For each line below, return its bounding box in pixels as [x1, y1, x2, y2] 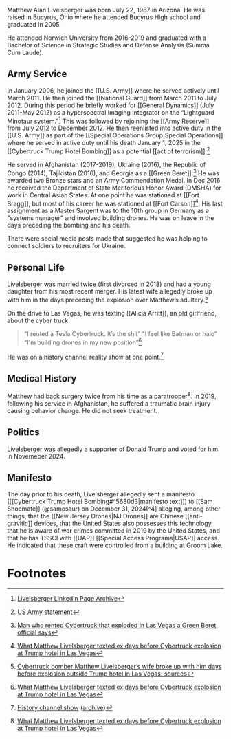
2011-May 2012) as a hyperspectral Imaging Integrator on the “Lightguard [7, 108, 214, 116]
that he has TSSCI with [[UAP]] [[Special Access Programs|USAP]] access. [7, 534, 220, 542]
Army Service [7, 68, 67, 80]
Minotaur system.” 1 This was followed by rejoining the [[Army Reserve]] [7, 115, 210, 125]
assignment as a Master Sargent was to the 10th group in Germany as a [7, 206, 210, 215]
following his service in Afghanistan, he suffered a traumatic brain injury [7, 399, 211, 408]
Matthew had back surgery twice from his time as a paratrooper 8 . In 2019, [7, 391, 217, 400]
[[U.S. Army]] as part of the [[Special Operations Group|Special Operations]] [7, 131, 223, 140]
